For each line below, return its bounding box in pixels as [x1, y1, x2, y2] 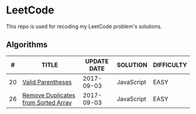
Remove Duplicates [22, 91, 76, 99]
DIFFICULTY [153, 61, 187, 69]
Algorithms [6, 40, 48, 50]
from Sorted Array [22, 98, 72, 106]
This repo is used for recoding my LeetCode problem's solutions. [6, 23, 162, 30]
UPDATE [85, 57, 109, 65]
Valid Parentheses [22, 78, 72, 86]
